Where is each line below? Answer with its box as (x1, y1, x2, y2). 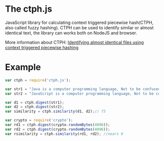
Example (5, 62, 41, 73)
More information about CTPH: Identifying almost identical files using (5, 39, 144, 45)
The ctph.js (5, 3, 52, 15)
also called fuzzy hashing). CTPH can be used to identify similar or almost (5, 24, 154, 30)
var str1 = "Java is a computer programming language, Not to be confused (5, 86, 161, 91)
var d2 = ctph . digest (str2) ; (5, 104, 64, 109)
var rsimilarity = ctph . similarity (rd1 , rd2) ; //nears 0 (5, 131, 123, 136)
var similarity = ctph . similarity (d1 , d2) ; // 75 (5, 109, 106, 114)
